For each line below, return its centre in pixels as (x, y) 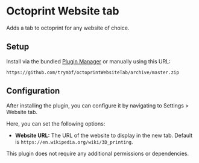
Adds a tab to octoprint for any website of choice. (68, 28)
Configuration (33, 91)
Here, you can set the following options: (56, 123)
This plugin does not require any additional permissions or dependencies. (97, 153)
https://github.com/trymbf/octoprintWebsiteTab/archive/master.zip (93, 72)
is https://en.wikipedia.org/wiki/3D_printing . (74, 142)
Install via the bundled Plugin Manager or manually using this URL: (88, 61)
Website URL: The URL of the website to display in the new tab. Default (104, 135)
